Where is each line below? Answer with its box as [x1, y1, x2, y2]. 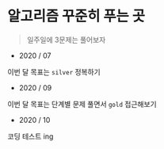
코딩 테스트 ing [7, 132, 54, 141]
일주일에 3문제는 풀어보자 [26, 35, 106, 44]
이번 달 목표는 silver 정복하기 [7, 67, 101, 76]
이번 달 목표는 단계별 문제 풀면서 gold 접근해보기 [7, 99, 157, 109]
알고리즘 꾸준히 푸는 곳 [7, 7, 146, 25]
